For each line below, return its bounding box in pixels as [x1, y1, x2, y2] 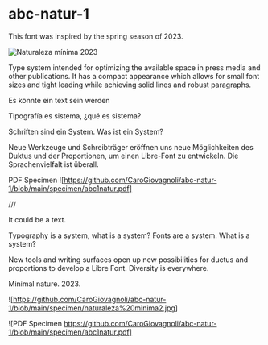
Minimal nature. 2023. [8, 279, 81, 289]
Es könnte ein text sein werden [8, 95, 110, 105]
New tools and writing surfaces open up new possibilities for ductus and [8, 255, 249, 264]
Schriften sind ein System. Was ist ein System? [8, 127, 163, 136]
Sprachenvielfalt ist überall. [8, 159, 99, 169]
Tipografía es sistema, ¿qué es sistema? [8, 110, 142, 121]
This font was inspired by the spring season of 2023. [8, 31, 183, 41]
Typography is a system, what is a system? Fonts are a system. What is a [8, 231, 250, 240]
